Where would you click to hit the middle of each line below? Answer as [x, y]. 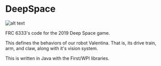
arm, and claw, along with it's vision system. [52, 48]
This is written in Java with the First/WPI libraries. [57, 58]
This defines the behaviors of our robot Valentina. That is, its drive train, [81, 43]
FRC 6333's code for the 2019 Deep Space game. [58, 33]
